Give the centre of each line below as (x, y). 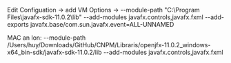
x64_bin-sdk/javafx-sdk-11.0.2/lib (54, 52)
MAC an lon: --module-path (47, 38)
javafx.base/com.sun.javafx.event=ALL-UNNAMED (102, 24)
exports (18, 24)
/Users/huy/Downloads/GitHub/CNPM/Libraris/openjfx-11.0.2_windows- (109, 45)
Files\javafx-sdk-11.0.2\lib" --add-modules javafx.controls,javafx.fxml (105, 17)
